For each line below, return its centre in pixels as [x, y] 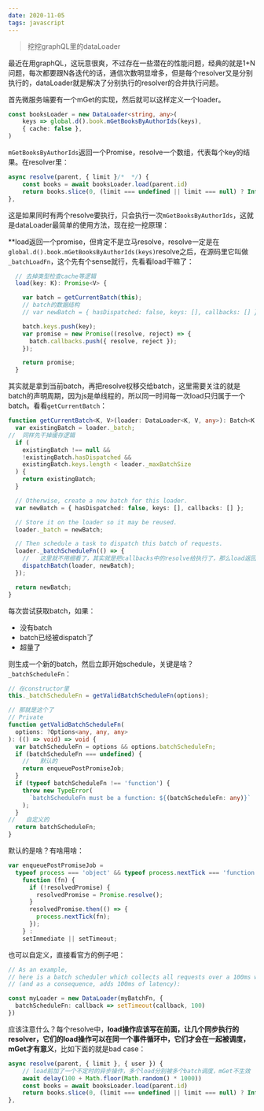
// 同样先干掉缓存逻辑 [42, 435]
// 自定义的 [29, 820]
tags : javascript [37, 23]
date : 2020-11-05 [37, 15]
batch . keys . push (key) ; [59, 326]
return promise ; [49, 363]
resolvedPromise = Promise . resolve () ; [100, 894]
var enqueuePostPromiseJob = [56, 865]
